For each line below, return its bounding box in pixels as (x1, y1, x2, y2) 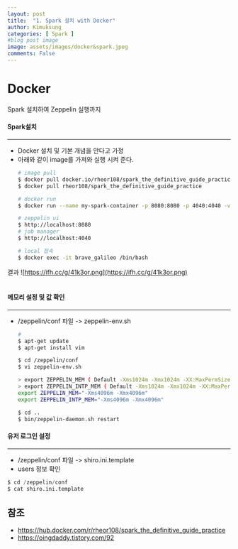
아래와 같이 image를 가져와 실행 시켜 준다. (17, 156, 134, 164)
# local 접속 (17, 247, 53, 254)
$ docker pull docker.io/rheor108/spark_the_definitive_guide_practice (17, 175, 234, 183)
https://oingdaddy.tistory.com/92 (17, 533, 115, 542)
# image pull (17, 170, 57, 177)
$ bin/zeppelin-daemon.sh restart (17, 415, 120, 423)
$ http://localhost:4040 (17, 235, 91, 242)
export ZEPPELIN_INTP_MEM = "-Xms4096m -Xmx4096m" (17, 396, 164, 403)
